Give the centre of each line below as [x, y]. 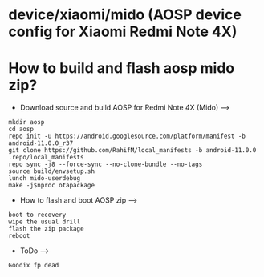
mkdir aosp [26, 122]
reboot [19, 236]
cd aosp [21, 130]
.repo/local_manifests [46, 158]
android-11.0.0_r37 [41, 143]
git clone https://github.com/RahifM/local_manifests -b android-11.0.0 [132, 151]
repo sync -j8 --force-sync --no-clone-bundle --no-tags [106, 165]
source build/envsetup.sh [51, 171]
